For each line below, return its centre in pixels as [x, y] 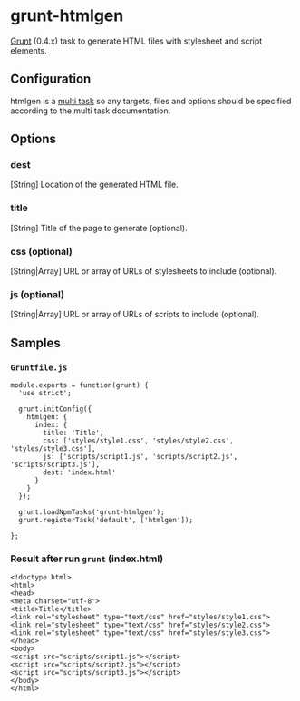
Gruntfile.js [39, 367]
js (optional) [37, 294]
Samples [36, 342]
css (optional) [42, 251]
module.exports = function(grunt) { [79, 385]
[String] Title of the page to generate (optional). [99, 228]
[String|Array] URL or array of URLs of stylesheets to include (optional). [144, 271]
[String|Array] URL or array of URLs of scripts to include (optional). [135, 315]
